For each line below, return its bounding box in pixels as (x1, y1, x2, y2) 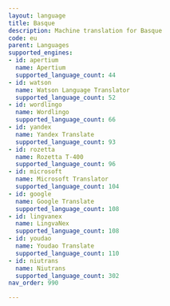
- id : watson (8, 78, 52, 86)
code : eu (8, 34, 38, 42)
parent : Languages (8, 42, 69, 50)
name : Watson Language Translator (15, 85, 130, 94)
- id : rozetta (8, 145, 56, 153)
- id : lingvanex (8, 213, 62, 221)
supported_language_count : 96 (15, 161, 116, 169)
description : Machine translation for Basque (8, 26, 162, 34)
